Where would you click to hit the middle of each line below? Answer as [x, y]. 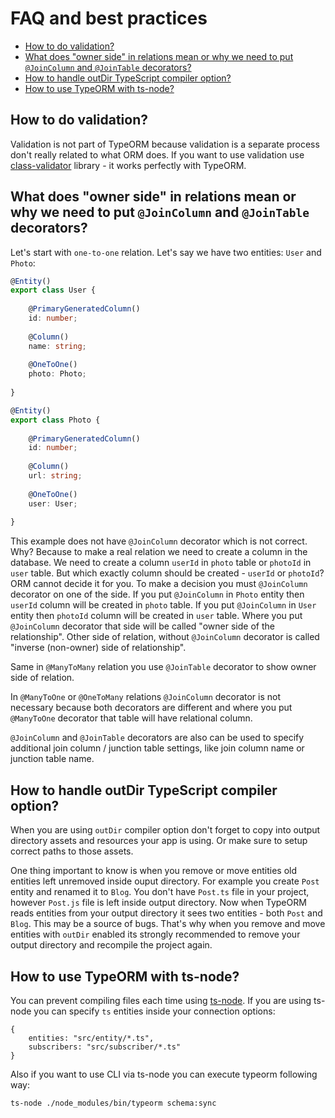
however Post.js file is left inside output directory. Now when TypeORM [158, 903]
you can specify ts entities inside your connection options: [154, 1011]
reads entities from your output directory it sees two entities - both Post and [166, 913]
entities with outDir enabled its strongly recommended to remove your [155, 934]
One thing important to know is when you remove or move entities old [154, 871]
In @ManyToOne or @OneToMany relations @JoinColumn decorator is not [146, 697]
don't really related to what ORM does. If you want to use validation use [157, 154]
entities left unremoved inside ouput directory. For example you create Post [165, 881]
